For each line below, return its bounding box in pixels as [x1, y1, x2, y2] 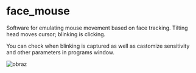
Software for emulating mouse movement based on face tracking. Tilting [6, 24, 188, 31]
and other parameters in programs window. [6, 48, 114, 56]
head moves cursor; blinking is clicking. [6, 30, 106, 37]
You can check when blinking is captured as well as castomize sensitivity [6, 42, 190, 49]
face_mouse [6, 4, 70, 18]
